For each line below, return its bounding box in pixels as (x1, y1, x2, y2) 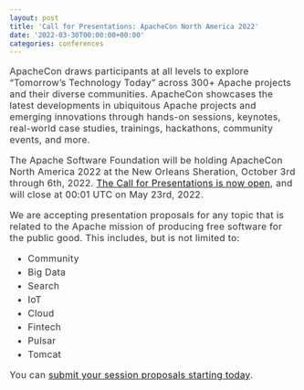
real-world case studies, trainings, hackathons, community (9, 122, 274, 135)
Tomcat (27, 348, 62, 361)
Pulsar (27, 334, 57, 347)
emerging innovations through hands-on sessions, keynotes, (9, 111, 281, 123)
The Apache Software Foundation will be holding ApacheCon (9, 154, 283, 167)
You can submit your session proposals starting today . (9, 369, 254, 382)
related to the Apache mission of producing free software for (9, 220, 283, 233)
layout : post (9, 13, 59, 23)
